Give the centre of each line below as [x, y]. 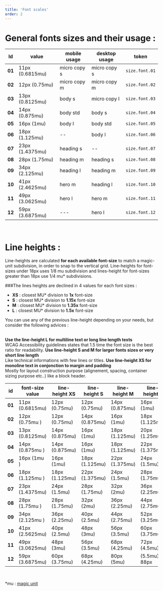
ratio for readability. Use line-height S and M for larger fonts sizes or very [80, 350]
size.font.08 [140, 160]
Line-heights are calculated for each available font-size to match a [72, 261]
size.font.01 [140, 71]
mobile [73, 54]
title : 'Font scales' [27, 9]
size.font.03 [140, 99]
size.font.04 [140, 113]
